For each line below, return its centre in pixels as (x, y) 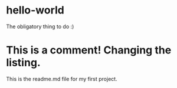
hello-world (35, 10)
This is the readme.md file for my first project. (62, 79)
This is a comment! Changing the (89, 50)
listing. (24, 63)
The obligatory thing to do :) (40, 26)
